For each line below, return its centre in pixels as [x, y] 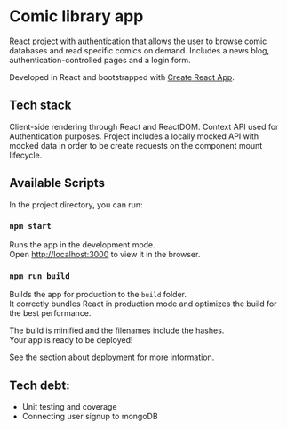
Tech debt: [40, 385]
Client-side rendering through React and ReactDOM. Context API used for [144, 126]
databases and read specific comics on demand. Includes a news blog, [139, 50]
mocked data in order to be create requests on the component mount [136, 145]
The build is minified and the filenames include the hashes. [117, 330]
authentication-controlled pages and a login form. [100, 60]
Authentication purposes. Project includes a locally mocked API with [134, 136]
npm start [30, 226]
